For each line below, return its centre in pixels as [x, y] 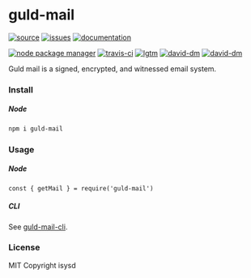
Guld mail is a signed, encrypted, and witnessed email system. [113, 68]
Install [21, 89]
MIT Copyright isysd [42, 265]
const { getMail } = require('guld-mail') [81, 188]
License [24, 247]
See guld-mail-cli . [38, 227]
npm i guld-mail [36, 128]
